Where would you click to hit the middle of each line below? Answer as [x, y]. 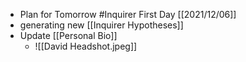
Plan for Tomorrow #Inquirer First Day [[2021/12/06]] [128, 14]
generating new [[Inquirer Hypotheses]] [101, 25]
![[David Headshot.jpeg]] [86, 46]
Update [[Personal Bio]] [68, 35]
